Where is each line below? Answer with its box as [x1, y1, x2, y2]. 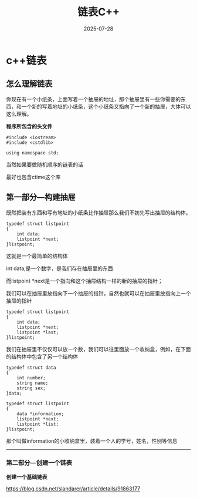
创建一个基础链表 [6, 473, 47, 480]
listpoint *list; [16, 421, 59, 427]
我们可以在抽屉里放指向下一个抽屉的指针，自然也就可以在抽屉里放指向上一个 [6, 290, 191, 297]
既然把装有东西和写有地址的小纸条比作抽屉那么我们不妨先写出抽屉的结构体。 [6, 209, 191, 216]
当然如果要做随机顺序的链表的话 [6, 161, 83, 168]
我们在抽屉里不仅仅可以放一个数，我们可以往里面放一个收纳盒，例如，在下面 [6, 345, 191, 352]
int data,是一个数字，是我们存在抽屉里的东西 [6, 265, 113, 272]
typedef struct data [6, 365, 57, 371]
